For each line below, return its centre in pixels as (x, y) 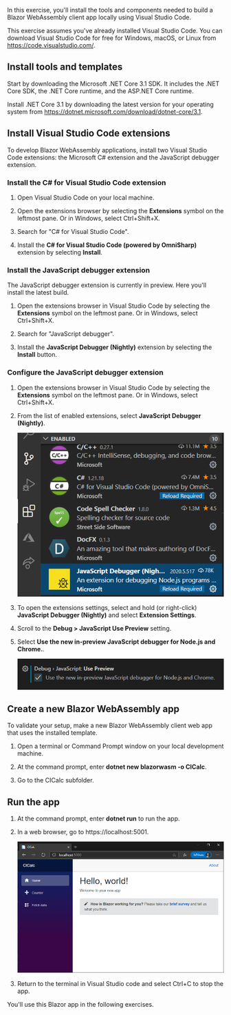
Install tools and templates (65, 67)
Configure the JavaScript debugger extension (85, 373)
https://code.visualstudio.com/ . (51, 45)
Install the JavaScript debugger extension (78, 270)
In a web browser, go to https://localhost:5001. (83, 832)
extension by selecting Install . (60, 252)
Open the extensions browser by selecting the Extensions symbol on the (120, 210)
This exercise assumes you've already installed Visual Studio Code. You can (115, 31)
